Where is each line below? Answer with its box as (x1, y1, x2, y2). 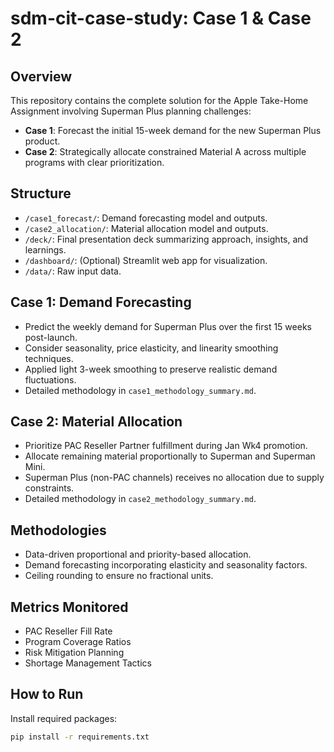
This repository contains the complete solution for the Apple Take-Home (10, 95, 309, 106)
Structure (10, 185, 72, 202)
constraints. (24, 482, 75, 494)
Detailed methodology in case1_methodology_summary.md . (24, 384, 257, 396)
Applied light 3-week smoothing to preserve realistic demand (24, 363, 278, 375)
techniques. (24, 352, 74, 364)
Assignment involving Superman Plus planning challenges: (10, 105, 252, 117)
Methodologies (10, 522, 107, 539)
